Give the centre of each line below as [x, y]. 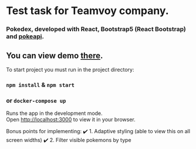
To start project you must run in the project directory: [70, 69]
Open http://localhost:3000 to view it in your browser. [71, 120]
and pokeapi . [25, 36]
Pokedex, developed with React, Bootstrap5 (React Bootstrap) [96, 29]
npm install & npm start [40, 84]
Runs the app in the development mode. [54, 113]
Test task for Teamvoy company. [87, 11]
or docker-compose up [36, 100]
